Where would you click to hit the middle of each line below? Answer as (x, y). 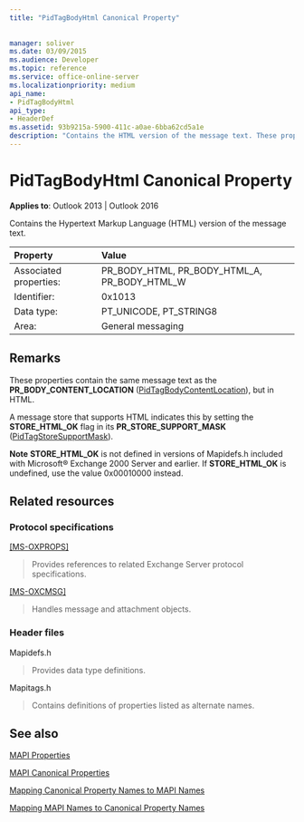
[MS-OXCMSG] (38, 592)
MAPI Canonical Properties (60, 773)
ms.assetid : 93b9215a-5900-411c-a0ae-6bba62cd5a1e (107, 128)
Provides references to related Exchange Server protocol (138, 565)
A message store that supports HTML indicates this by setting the (132, 417)
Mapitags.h (30, 687)
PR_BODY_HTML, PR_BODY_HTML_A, (181, 270)
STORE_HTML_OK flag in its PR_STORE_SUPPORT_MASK (118, 426)
